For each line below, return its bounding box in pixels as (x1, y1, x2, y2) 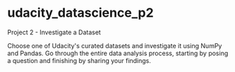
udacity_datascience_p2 (7, 5, 154, 21)
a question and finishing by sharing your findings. (7, 56, 152, 64)
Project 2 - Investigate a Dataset (7, 28, 101, 36)
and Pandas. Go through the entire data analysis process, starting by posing (7, 49, 229, 57)
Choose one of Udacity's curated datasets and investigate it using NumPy (7, 41, 222, 50)
